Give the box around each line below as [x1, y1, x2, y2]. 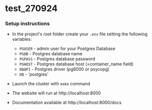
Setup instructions [5, 20, 50, 27]
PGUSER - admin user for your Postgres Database [19, 46, 116, 51]
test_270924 [5, 3, 58, 14]
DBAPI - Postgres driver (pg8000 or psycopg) [19, 66, 110, 72]
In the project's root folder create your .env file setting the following [12, 31, 148, 37]
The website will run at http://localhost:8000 [12, 90, 101, 96]
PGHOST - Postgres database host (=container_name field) [19, 61, 134, 67]
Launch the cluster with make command [12, 81, 91, 87]
